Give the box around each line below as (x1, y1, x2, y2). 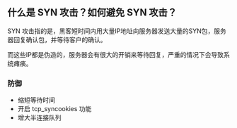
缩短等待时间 (17, 96, 55, 104)
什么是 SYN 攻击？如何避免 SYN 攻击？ (7, 6, 178, 19)
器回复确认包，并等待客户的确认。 (7, 35, 107, 44)
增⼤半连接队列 (17, 113, 62, 122)
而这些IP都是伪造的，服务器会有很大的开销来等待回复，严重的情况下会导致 (7, 50, 224, 58)
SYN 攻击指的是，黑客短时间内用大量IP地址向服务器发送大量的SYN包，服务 (7, 27, 226, 35)
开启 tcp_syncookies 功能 (17, 105, 92, 113)
